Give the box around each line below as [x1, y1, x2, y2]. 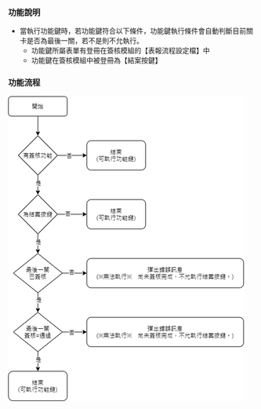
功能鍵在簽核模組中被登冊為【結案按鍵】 [31, 56, 162, 65]
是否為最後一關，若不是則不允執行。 [26, 36, 143, 46]
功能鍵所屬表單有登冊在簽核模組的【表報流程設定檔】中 [31, 46, 210, 56]
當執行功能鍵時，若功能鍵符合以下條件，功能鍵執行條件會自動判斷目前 [19, 26, 247, 36]
